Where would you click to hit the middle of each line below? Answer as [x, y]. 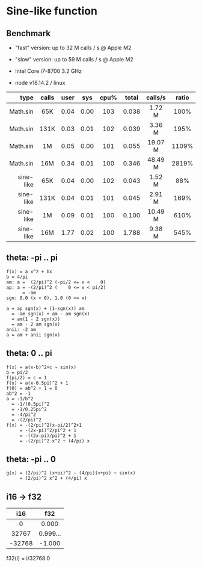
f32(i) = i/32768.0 [28, 559]
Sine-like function [52, 11]
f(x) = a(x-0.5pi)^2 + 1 [37, 383]
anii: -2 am [21, 329]
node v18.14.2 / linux [40, 83]
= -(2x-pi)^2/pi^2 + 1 [48, 430]
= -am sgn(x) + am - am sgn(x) [51, 314]
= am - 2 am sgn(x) [36, 324]
